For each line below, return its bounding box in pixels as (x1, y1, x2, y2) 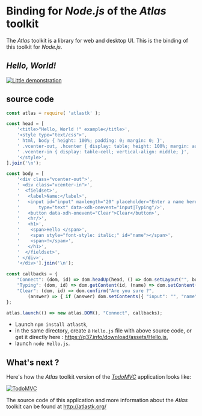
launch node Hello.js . (14, 340, 70, 347)
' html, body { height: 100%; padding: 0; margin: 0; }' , (17, 138, 165, 144)
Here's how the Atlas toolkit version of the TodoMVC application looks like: (6, 373, 191, 381)
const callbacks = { (6, 271, 58, 277)
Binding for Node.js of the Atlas (6, 4, 167, 18)
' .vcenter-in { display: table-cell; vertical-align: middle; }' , (17, 148, 189, 154)
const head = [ (6, 121, 44, 127)
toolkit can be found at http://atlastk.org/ (6, 403, 107, 410)
